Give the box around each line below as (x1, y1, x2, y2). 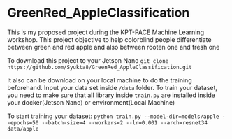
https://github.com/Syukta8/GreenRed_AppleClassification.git (7, 64, 192, 71)
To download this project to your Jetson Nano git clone (7, 56, 169, 64)
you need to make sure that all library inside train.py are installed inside (7, 91, 215, 99)
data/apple (7, 125, 39, 132)
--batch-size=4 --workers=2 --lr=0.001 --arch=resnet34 (41, 119, 208, 126)
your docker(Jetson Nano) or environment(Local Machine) (7, 98, 175, 106)
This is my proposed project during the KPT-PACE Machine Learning (7, 28, 205, 36)
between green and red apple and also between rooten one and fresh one (7, 43, 220, 51)
